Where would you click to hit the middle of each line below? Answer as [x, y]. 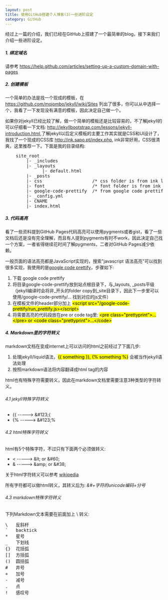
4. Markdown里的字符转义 [32, 332]
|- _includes [42, 161]
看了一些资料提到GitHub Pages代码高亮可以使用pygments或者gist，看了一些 [84, 232]
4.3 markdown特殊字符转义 [33, 498]
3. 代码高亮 [17, 218]
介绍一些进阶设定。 [25, 40]
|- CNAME [37, 201]
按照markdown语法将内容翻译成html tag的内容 [60, 370]
